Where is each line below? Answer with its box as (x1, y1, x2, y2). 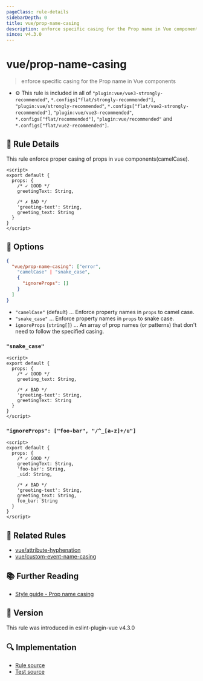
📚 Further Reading (6, 571, 79, 582)
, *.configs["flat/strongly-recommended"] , (47, 96, 155, 103)
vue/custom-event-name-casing (14, 553, 97, 560)
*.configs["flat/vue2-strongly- (108, 104, 189, 110)
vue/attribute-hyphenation (14, 546, 81, 554)
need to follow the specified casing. (14, 327, 105, 335)
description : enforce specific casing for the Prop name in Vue (6, 25, 172, 32)
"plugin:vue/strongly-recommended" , (14, 102, 107, 110)
